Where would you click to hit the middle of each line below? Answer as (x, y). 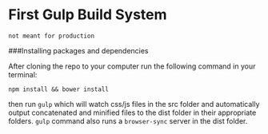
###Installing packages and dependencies (79, 50)
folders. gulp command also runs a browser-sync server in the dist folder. (128, 120)
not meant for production (51, 36)
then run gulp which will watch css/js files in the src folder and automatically (134, 104)
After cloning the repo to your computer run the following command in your (132, 66)
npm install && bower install (59, 89)
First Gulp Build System (88, 15)
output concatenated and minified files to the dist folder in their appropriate (132, 112)
